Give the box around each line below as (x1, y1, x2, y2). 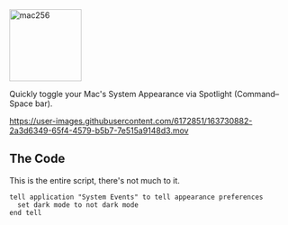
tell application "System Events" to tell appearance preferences (9, 193, 264, 202)
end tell (9, 208, 42, 217)
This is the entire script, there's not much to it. (9, 175, 180, 185)
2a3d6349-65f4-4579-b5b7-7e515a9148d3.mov (9, 125, 189, 136)
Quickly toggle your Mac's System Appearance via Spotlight (9, 89, 232, 99)
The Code (9, 151, 66, 166)
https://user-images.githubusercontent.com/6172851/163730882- (9, 116, 253, 126)
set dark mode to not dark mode (17, 200, 139, 210)
